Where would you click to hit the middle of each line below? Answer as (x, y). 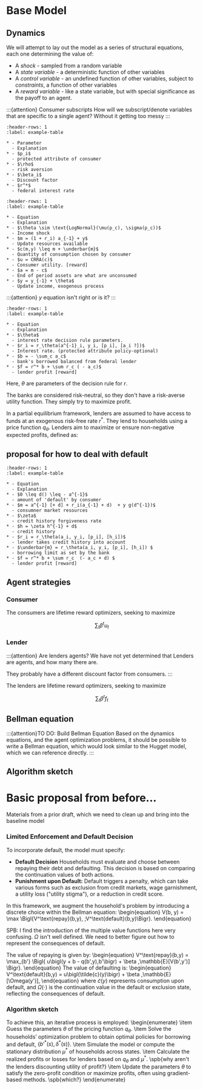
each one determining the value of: (50, 54)
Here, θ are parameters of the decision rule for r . (67, 383)
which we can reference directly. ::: (50, 753)
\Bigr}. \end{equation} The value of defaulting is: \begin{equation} (89, 968)
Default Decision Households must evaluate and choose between (97, 862)
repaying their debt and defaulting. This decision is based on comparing (105, 868)
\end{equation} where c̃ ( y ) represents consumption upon (113, 981)
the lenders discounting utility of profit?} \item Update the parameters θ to (99, 1067)
